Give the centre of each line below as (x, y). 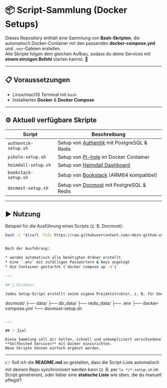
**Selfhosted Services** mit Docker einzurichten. (59, 344)
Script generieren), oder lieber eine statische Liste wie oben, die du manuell (83, 375)
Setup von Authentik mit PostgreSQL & (103, 142)
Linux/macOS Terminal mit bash (44, 94)
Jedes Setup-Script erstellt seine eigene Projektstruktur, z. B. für (80, 294)
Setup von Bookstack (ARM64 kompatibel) (108, 175)
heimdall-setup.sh (29, 165)
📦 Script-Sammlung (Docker (66, 10)
